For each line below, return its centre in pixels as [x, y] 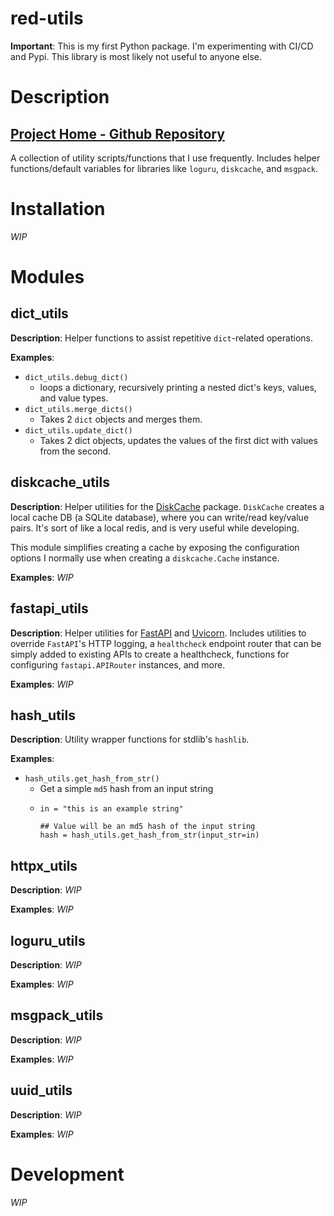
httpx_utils [44, 865]
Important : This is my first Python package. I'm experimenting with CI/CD [162, 46]
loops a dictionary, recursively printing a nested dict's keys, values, [178, 387]
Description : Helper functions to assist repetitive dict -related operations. [161, 338]
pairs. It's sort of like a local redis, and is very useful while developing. [155, 528]
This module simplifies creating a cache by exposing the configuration [155, 547]
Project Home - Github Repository [117, 133]
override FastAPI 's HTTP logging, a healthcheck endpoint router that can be [166, 643]
